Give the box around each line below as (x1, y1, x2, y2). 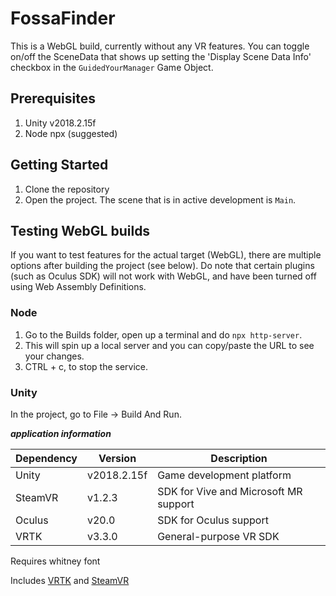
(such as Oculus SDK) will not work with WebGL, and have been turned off (10, 270, 317, 282)
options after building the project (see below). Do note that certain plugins (10, 260, 315, 272)
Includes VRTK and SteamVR (10, 574, 130, 586)
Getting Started (10, 157, 109, 174)
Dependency (15, 451, 78, 465)
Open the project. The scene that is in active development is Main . (24, 193, 297, 206)
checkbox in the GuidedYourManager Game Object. (10, 61, 214, 73)
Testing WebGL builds (10, 222, 151, 239)
